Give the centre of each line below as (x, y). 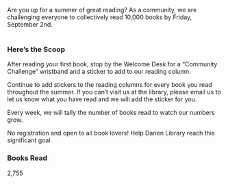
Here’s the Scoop (36, 49)
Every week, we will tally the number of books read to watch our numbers (111, 113)
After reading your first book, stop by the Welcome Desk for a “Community (112, 64)
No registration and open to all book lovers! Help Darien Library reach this (111, 133)
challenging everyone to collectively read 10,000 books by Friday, (100, 17)
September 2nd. (30, 24)
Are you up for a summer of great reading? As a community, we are (102, 10)
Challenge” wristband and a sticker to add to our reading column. (99, 72)
